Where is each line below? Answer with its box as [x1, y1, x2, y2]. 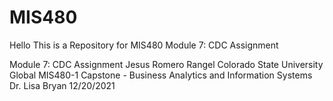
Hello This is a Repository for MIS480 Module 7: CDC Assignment [9, 39, 279, 51]
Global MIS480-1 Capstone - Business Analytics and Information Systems [9, 69, 313, 81]
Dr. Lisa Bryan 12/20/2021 [9, 79, 116, 91]
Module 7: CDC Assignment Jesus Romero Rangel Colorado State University [9, 58, 324, 70]
